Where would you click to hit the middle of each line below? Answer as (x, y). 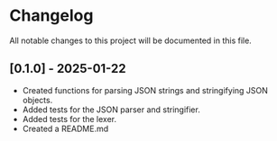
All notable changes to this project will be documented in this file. (131, 40)
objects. (37, 100)
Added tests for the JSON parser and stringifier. (111, 110)
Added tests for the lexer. (69, 119)
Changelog (51, 16)
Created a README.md (65, 128)
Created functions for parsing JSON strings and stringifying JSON (145, 90)
